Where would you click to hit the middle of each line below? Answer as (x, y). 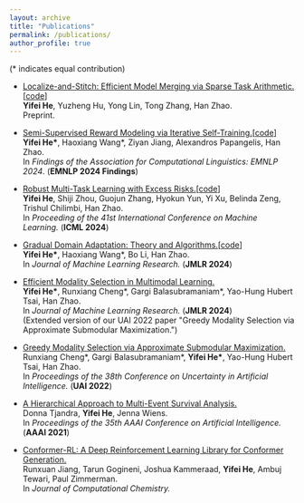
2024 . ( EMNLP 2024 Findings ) (80, 171)
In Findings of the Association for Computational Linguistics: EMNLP (150, 162)
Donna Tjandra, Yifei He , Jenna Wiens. (95, 413)
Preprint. (39, 115)
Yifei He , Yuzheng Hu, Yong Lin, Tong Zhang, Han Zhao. (127, 106)
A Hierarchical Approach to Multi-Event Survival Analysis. (129, 403)
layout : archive (40, 18)
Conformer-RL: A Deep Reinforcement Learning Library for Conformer (153, 450)
